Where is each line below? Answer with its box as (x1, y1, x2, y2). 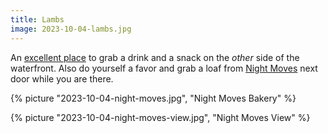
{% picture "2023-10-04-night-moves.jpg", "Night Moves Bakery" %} (10, 92, 297, 104)
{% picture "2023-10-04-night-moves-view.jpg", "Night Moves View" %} (10, 111, 311, 123)
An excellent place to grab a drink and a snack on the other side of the (10, 51, 300, 63)
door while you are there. (10, 72, 114, 85)
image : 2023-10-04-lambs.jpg (10, 24, 132, 34)
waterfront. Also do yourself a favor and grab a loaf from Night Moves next (10, 62, 318, 74)
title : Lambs (10, 14, 65, 25)
